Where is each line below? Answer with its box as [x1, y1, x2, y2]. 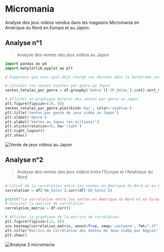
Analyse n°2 [5, 156, 43, 164]
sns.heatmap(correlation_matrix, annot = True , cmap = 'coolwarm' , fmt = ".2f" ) [5, 223, 161, 229]
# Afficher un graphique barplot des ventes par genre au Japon [5, 97, 139, 102]
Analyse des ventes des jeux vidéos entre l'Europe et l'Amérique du [17, 169, 153, 174]
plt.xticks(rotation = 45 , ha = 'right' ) [5, 124, 82, 129]
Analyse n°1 [5, 39, 42, 47]
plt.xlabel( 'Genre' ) [5, 115, 47, 120]
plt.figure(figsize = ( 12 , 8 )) [5, 219, 64, 224]
